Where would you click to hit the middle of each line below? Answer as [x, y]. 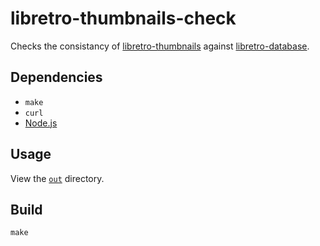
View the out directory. [57, 178]
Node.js [41, 123]
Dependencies [56, 77]
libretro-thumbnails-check [123, 18]
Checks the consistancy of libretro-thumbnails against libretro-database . [160, 46]
